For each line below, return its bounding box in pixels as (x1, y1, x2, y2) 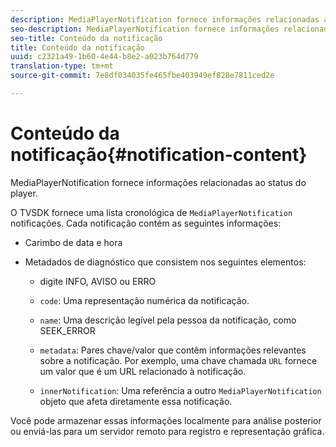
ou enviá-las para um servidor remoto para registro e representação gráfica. (10, 425, 325, 437)
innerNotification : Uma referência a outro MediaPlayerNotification (39, 384, 322, 396)
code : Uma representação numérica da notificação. (39, 294, 250, 306)
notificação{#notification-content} (10, 144, 308, 166)
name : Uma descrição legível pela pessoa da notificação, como (39, 314, 297, 326)
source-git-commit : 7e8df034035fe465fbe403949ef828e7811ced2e (10, 71, 275, 81)
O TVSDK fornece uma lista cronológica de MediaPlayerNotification (10, 206, 293, 218)
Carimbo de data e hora (24, 236, 123, 248)
